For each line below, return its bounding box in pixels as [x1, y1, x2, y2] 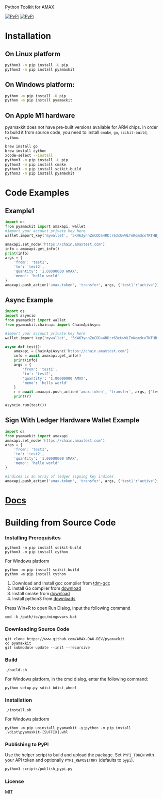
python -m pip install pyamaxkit [5, 98, 73, 103]
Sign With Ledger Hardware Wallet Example [5, 416, 140, 424]
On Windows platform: [5, 81, 75, 89]
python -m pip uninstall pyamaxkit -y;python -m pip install [5, 725, 131, 730]
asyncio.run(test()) [5, 403, 47, 408]
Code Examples [5, 187, 69, 199]
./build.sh [5, 667, 27, 672]
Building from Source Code [5, 517, 116, 528]
